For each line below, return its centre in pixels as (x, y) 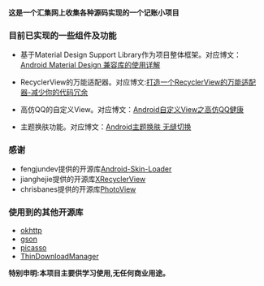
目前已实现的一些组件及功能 (63, 35)
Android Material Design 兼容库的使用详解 (90, 64)
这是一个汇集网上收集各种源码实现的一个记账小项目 (94, 12)
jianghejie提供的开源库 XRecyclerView (83, 180)
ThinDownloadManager (59, 257)
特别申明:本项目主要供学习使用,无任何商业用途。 (89, 273)
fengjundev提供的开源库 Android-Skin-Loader (96, 169)
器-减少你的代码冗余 (54, 92)
